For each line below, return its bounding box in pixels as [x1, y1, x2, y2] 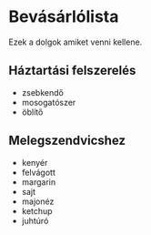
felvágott [21, 167, 55, 178]
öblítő [21, 107, 44, 117]
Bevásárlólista [8, 6, 119, 27]
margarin [21, 176, 56, 188]
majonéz [21, 196, 55, 207]
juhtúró [21, 215, 49, 226]
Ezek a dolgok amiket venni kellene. [8, 36, 143, 47]
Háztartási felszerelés [8, 63, 136, 78]
